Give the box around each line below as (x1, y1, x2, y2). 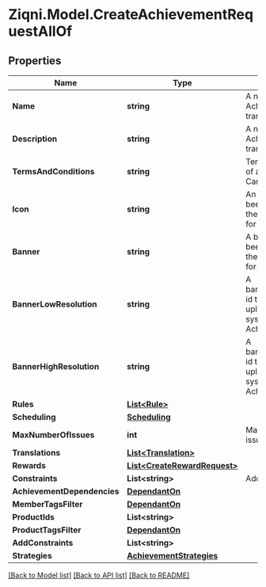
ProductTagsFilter (12, 524, 82, 536)
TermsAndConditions (12, 166, 95, 177)
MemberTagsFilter (12, 499, 83, 509)
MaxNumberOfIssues (12, 429, 95, 440)
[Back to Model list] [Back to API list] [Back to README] (8, 570, 190, 580)
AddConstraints (12, 537, 74, 548)
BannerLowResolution (12, 299, 97, 310)
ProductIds (12, 512, 55, 522)
